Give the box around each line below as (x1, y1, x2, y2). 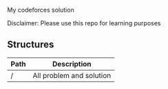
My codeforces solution (7, 6, 74, 14)
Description (52, 59, 92, 68)
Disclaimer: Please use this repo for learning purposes (7, 19, 161, 27)
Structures (7, 39, 54, 51)
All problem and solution (32, 71, 112, 80)
